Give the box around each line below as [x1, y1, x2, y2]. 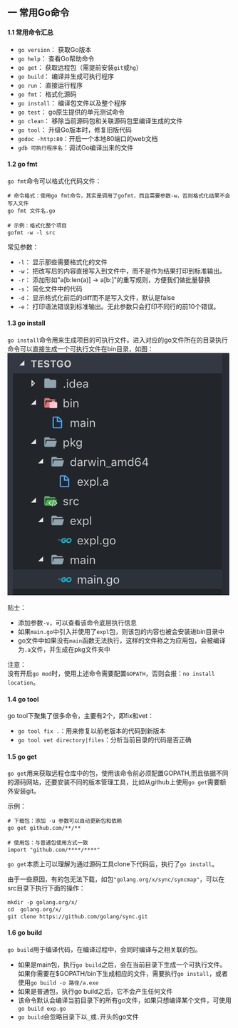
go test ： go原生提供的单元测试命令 [17, 108, 125, 116]
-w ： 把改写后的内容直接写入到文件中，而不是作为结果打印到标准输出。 [17, 266, 227, 275]
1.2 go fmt [7, 160, 38, 169]
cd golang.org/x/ [7, 906, 62, 913]
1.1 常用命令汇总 [7, 28, 53, 36]
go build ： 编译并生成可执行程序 [17, 72, 115, 81]
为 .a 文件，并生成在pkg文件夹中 [17, 645, 110, 653]
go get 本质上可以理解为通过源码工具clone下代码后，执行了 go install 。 [7, 860, 219, 868]
